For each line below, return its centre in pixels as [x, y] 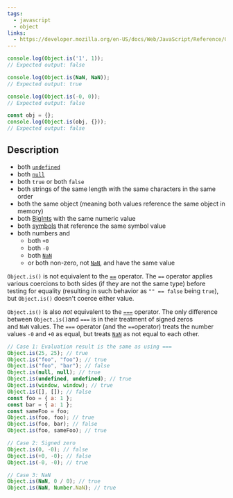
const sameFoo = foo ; [38, 411]
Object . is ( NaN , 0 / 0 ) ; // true [54, 481]
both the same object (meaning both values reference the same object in [121, 204]
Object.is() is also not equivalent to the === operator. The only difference [113, 312]
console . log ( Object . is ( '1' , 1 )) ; [55, 59]
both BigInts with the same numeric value [76, 218]
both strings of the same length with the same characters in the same [116, 189]
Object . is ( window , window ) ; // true [60, 385]
